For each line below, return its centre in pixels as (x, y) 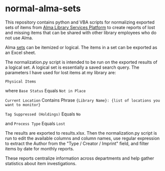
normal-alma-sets (43, 9)
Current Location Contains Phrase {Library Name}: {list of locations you (82, 100)
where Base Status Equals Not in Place (46, 90)
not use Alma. (19, 38)
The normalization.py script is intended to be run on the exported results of (81, 62)
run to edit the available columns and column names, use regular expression (82, 138)
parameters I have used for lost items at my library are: (61, 72)
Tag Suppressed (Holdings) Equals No (43, 114)
